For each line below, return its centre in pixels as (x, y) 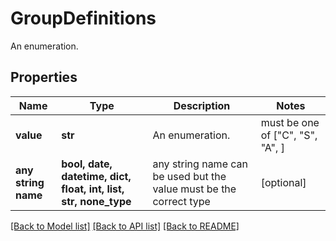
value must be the (194, 189)
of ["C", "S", (289, 135)
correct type (181, 201)
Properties (44, 77)
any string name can (200, 164)
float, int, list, (93, 189)
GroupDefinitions (83, 18)
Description (202, 105)
